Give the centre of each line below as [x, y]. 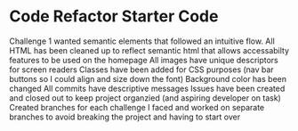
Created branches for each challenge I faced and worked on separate [137, 107]
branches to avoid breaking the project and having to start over [125, 117]
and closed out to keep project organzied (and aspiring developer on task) [145, 98]
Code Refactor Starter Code [114, 16]
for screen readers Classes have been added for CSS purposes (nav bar [141, 70]
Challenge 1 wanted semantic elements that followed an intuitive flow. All [142, 41]
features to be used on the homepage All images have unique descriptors [144, 60]
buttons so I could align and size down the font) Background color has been [148, 78]
